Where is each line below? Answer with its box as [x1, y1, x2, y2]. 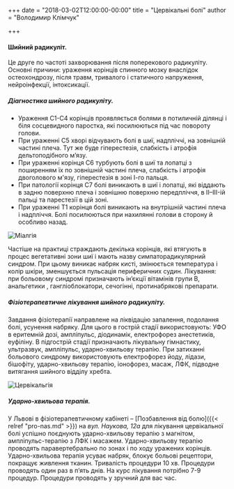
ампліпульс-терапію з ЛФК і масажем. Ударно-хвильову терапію [8, 437, 203, 445]
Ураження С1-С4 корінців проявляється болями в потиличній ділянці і [17, 114, 227, 123]
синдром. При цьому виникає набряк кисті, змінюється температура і [8, 259, 218, 268]
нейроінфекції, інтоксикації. [8, 80, 91, 89]
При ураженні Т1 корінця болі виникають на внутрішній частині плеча [17, 203, 226, 211]
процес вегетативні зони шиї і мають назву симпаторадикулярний [8, 253, 206, 261]
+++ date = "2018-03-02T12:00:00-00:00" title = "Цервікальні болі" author [8, 6, 226, 14]
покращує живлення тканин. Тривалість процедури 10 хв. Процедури [8, 459, 215, 467]
